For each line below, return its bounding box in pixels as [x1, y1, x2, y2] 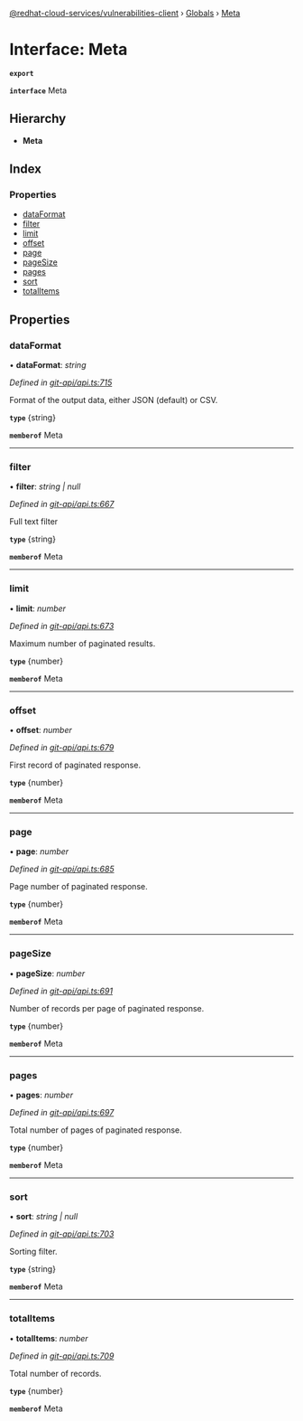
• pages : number [9, 1089, 74, 1100]
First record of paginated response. [9, 759, 142, 771]
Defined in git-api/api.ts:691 [9, 985, 114, 996]
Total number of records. [9, 1368, 102, 1379]
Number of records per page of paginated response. [9, 1002, 205, 1013]
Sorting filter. [9, 1247, 58, 1257]
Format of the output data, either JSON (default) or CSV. [9, 395, 218, 406]
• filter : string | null [9, 481, 81, 492]
